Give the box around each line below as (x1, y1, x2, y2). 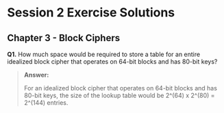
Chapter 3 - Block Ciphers (7, 32, 121, 44)
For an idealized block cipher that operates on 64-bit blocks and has (23, 84, 218, 92)
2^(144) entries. (23, 99, 69, 107)
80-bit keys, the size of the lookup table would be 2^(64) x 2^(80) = (23, 91, 215, 99)
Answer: (23, 71, 49, 79)
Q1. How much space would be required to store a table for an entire (7, 50, 201, 58)
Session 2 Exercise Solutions (7, 5, 175, 21)
